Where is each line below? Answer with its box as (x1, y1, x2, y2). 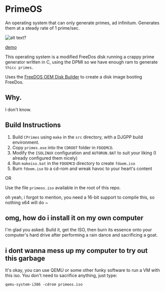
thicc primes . (5, 64, 33, 70)
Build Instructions (5, 121, 61, 129)
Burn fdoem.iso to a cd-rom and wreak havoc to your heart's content (12, 166, 152, 171)
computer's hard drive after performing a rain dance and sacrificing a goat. (5, 232, 158, 238)
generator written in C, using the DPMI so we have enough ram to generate (5, 59, 158, 65)
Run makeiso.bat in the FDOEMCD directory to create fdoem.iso (12, 160, 135, 166)
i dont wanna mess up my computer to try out (5, 246, 148, 255)
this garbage (5, 254, 45, 262)
